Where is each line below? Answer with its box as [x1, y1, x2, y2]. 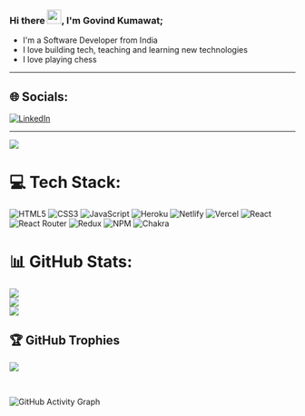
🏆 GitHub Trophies [9, 332, 121, 349]
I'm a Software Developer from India [22, 35, 159, 45]
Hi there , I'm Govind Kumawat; [9, 14, 163, 26]
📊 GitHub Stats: [9, 252, 133, 272]
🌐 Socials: [9, 89, 69, 104]
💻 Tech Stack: [9, 173, 122, 193]
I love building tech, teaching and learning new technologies [22, 45, 248, 55]
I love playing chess [22, 54, 97, 65]
